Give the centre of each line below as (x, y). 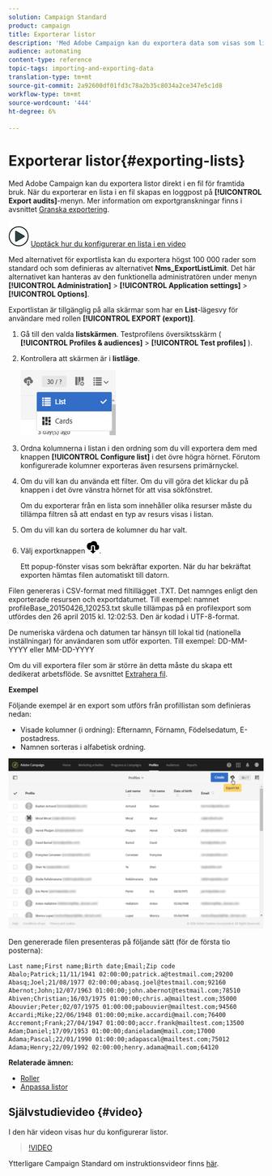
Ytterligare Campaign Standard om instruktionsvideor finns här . (114, 1163)
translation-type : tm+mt (50, 77)
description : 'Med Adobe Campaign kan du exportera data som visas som (132, 43)
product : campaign (39, 26)
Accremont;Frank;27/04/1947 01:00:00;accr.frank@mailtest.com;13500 (126, 1023)
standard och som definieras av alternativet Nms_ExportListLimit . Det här (132, 269)
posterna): (25, 950)
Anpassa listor (44, 1087)
